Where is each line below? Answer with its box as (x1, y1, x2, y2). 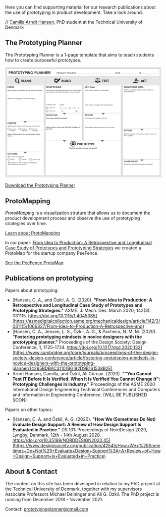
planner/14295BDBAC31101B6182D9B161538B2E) (12, 365, 113, 371)
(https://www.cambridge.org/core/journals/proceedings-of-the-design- (12, 349, 159, 355)
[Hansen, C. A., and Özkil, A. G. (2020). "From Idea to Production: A (12, 297, 153, 303)
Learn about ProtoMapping (5, 230, 60, 236)
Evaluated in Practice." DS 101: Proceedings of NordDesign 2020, (12, 426, 148, 433)
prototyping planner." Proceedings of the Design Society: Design (12, 339, 147, 345)
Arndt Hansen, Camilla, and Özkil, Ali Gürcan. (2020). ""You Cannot (12, 370, 152, 376)
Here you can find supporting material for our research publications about (5, 4, 156, 10)
